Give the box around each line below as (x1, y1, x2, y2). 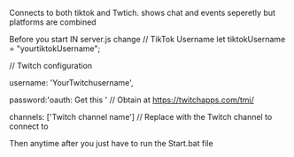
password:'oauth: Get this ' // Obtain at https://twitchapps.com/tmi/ (9, 94, 255, 105)
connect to (9, 121, 49, 131)
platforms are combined (9, 17, 97, 27)
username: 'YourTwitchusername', (9, 78, 135, 87)
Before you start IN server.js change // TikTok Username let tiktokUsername (9, 34, 286, 44)
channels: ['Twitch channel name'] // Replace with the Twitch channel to (9, 112, 273, 122)
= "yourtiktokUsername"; (9, 43, 101, 54)
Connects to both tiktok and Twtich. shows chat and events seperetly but (9, 8, 276, 18)
